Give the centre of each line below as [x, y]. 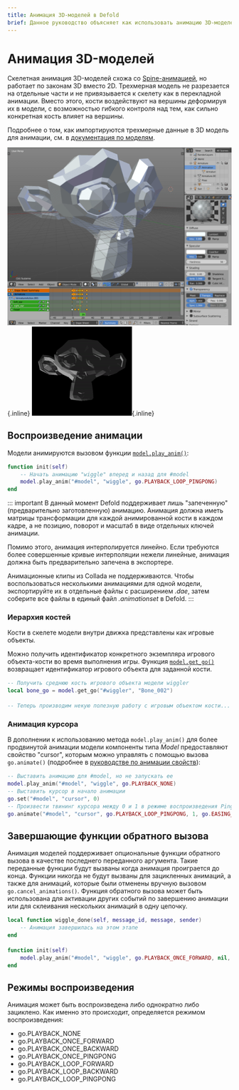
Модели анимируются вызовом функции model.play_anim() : [98, 453]
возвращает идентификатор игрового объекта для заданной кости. [110, 669]
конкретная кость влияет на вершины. [66, 116]
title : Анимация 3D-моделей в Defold [63, 15]
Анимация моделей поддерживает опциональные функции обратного [114, 853]
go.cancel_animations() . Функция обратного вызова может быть [105, 891]
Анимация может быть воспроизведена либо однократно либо [103, 1004]
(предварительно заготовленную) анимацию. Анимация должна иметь [116, 510]
